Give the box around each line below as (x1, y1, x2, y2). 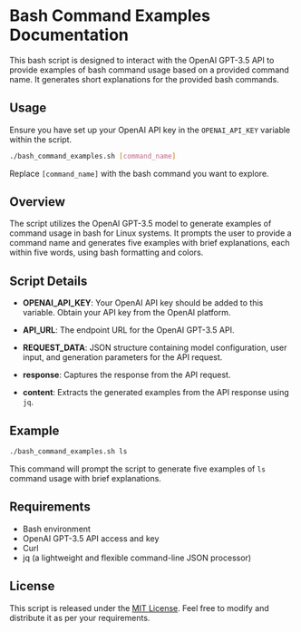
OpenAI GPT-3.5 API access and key (22, 532, 160, 544)
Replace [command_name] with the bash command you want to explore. (9, 168, 269, 179)
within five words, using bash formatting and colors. (9, 247, 204, 258)
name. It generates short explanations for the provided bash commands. (9, 73, 279, 84)
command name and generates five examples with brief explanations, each (9, 238, 290, 248)
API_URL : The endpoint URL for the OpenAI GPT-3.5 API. (22, 325, 235, 335)
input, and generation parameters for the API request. (22, 352, 223, 363)
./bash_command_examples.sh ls (9, 447, 128, 456)
